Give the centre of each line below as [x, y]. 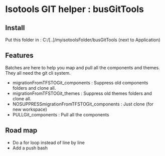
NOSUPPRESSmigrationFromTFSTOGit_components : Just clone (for [83, 104]
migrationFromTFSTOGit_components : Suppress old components [80, 83]
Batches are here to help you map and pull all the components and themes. [83, 67]
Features [19, 55]
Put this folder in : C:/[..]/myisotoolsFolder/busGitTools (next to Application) [83, 40]
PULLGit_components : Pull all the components [61, 114]
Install [15, 28]
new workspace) [30, 109]
